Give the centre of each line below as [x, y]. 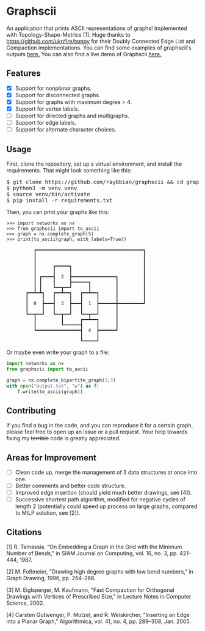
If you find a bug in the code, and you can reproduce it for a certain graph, [100, 426]
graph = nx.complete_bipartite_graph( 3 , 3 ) [61, 380]
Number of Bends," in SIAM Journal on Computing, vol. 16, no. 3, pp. [92, 553]
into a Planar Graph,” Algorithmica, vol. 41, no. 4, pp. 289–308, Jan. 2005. [99, 621]
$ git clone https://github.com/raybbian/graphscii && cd [95, 182]
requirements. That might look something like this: [69, 170]
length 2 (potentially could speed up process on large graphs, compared [106, 506]
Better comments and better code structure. [70, 486]
